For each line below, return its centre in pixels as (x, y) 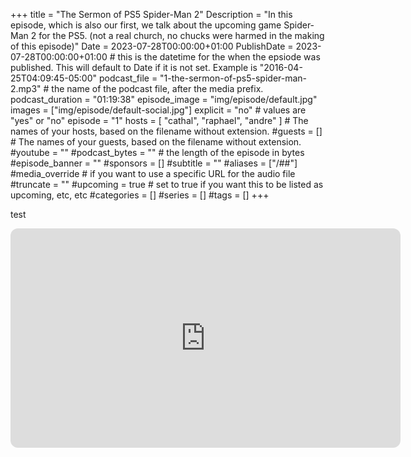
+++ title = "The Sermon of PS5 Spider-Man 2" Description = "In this (151, 14)
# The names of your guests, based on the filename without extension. (156, 142)
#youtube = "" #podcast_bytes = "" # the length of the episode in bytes (157, 152)
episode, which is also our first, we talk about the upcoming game (146, 25)
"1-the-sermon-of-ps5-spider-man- (233, 78)
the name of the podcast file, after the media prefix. (157, 88)
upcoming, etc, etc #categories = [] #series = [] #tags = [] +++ (140, 195)
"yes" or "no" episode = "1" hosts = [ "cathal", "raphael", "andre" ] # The (159, 120)
